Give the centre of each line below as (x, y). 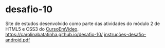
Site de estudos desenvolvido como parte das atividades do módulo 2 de (83, 23)
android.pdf (18, 40)
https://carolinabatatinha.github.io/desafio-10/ (54, 34)
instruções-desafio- (125, 34)
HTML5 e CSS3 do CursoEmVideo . (42, 29)
